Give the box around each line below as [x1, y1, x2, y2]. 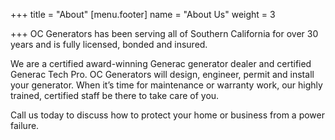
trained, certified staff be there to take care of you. [10, 90, 220, 101]
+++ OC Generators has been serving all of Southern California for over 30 [10, 28, 319, 39]
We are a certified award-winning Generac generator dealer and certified [10, 58, 312, 69]
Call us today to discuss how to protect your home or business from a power [10, 109, 325, 121]
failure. [10, 120, 40, 131]
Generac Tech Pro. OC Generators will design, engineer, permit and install [10, 69, 315, 80]
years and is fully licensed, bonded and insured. [10, 39, 208, 50]
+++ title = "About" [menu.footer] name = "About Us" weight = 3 [10, 9, 276, 20]
